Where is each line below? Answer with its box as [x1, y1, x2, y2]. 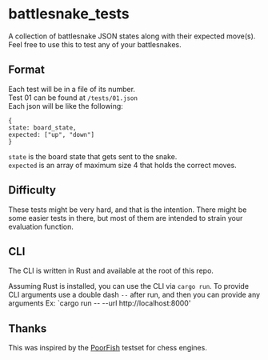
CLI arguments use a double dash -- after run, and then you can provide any [8, 290, 261, 300]
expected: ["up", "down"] [8, 130, 94, 138]
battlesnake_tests [8, 5, 130, 23]
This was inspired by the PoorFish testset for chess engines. [8, 343, 208, 353]
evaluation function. [8, 222, 74, 231]
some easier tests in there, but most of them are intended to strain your [8, 213, 243, 222]
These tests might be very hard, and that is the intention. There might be [8, 205, 247, 214]
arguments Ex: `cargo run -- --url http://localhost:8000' [8, 298, 191, 308]
